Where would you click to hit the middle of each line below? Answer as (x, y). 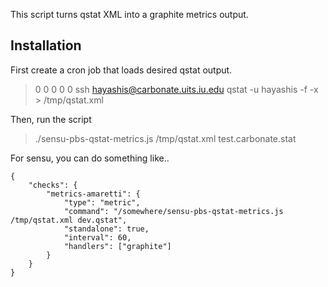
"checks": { (53, 185)
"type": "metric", (102, 202)
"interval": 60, (97, 237)
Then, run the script (51, 119)
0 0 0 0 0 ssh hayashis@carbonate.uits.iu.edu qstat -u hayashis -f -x (176, 89)
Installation (46, 45)
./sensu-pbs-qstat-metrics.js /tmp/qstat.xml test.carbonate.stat (165, 138)
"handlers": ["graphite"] (117, 246)
